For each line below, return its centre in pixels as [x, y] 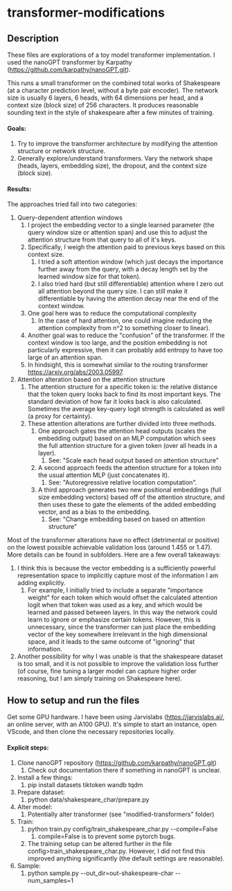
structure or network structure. [61, 151]
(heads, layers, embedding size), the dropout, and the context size [112, 166]
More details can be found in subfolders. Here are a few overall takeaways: [114, 555]
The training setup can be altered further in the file [99, 844]
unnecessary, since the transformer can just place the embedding [122, 627]
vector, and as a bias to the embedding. [94, 512]
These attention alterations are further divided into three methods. [122, 424]
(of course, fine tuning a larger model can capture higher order [107, 671]
